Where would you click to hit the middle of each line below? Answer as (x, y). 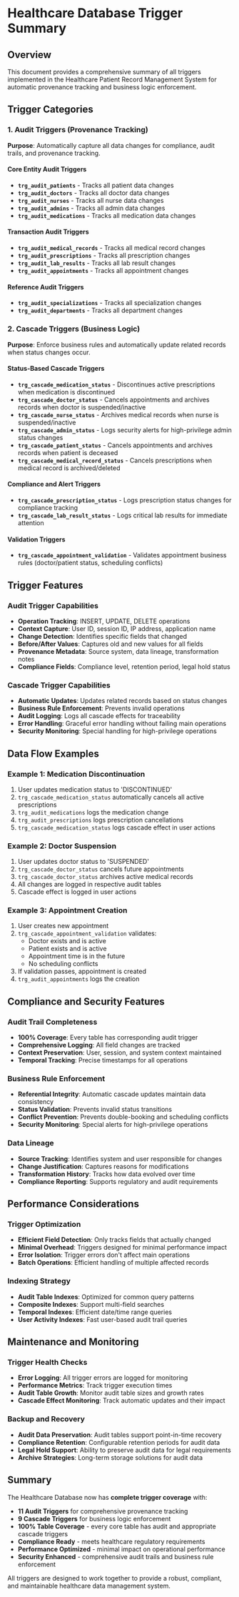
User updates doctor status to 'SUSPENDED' (83, 862)
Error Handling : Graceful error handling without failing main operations (122, 724)
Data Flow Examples (54, 753)
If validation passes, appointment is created (82, 971)
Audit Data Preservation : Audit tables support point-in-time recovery (120, 1435)
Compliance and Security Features (86, 1001)
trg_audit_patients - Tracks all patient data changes (96, 185)
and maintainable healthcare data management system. (89, 1586)
